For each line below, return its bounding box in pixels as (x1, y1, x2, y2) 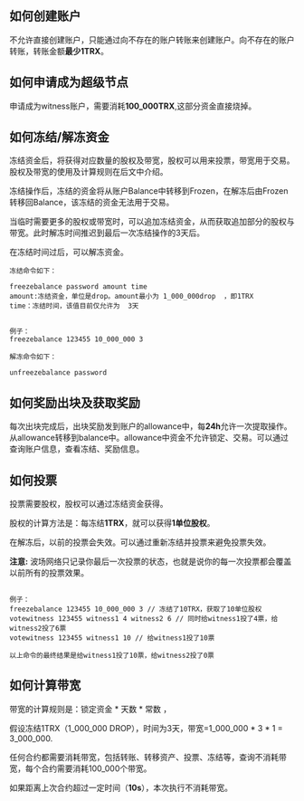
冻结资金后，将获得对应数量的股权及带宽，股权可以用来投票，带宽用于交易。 (9, 155, 295, 166)
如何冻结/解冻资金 (9, 129, 110, 145)
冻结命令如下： (9, 266, 57, 276)
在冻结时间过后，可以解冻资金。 (9, 247, 128, 258)
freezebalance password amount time (9, 282, 147, 291)
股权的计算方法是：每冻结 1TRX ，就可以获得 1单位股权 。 (9, 518, 215, 529)
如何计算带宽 (9, 678, 81, 693)
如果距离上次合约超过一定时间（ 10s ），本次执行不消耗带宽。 (9, 782, 233, 793)
